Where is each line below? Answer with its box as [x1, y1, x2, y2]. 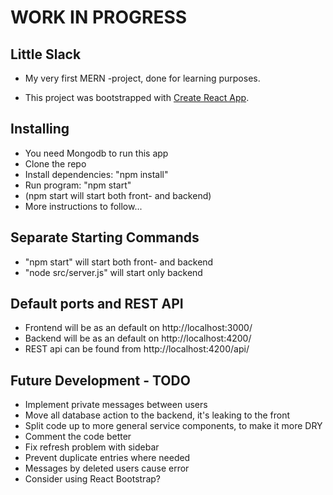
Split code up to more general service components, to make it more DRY [24, 420, 323, 432]
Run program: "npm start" [24, 179, 132, 191]
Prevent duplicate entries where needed [24, 452, 191, 464]
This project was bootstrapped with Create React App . [24, 92, 250, 103]
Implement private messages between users [24, 399, 208, 411]
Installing [10, 121, 70, 138]
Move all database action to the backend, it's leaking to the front [24, 409, 291, 421]
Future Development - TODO [10, 372, 191, 389]
